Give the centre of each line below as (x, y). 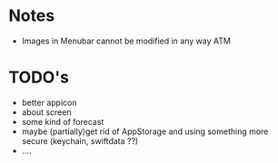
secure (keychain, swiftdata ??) (80, 140)
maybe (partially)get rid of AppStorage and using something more (145, 131)
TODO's (39, 77)
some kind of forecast (63, 121)
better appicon (49, 102)
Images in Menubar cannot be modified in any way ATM (126, 41)
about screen (46, 112)
